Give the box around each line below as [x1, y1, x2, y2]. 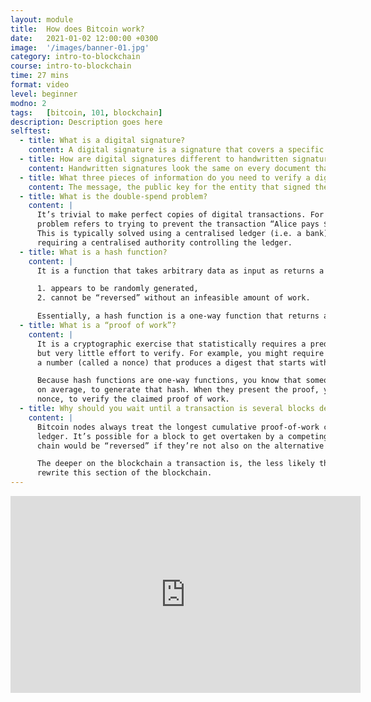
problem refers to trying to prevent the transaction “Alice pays [36, 219, 320, 230]
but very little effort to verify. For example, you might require [36, 348, 325, 358]
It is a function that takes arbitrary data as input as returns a [36, 266, 325, 276]
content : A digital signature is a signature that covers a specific [28, 145, 325, 155]
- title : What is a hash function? [19, 247, 168, 257]
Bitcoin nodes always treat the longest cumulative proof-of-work [36, 422, 320, 432]
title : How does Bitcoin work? [10, 24, 145, 34]
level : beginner [10, 89, 78, 99]
